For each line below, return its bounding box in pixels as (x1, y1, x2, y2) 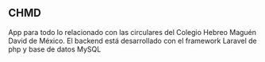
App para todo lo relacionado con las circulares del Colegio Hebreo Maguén (8, 27, 256, 37)
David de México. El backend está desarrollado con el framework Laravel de (8, 36, 257, 45)
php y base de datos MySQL (8, 44, 102, 54)
